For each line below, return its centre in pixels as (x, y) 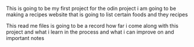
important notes (25, 38)
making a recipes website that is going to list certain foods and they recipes (97, 15)
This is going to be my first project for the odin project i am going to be (91, 8)
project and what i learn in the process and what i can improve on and (90, 32)
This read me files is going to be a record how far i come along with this (92, 26)
